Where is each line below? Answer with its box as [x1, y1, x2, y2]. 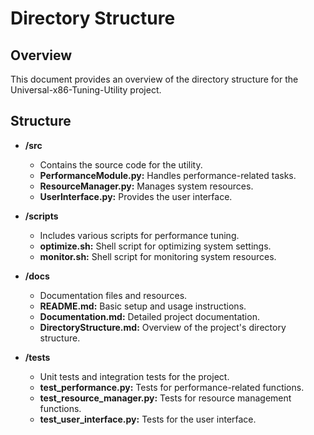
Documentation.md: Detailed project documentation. [39, 310, 260, 322]
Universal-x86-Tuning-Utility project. [10, 84, 162, 96]
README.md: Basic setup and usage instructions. [39, 300, 247, 312]
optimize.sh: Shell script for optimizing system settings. [39, 240, 272, 252]
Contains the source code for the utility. [39, 158, 203, 171]
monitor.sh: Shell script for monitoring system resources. [39, 250, 277, 262]
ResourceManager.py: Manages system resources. [39, 180, 254, 192]
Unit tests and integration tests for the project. [39, 370, 230, 382]
